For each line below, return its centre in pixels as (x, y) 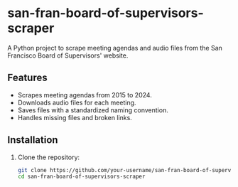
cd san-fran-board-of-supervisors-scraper (81, 177)
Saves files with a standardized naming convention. (93, 110)
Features (27, 78)
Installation (33, 140)
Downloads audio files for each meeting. (77, 102)
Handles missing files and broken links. (75, 117)
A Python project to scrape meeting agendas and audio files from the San (115, 48)
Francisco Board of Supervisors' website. (68, 55)
